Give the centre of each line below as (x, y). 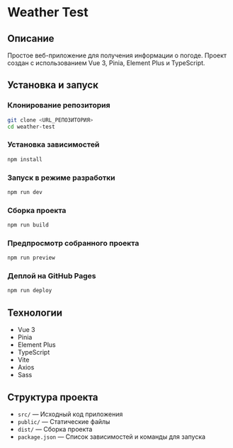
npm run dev (25, 192)
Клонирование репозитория (59, 105)
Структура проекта (53, 397)
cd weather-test (31, 127)
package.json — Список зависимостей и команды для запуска (112, 437)
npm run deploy (30, 291)
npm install (25, 159)
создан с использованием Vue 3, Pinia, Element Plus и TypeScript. (106, 63)
